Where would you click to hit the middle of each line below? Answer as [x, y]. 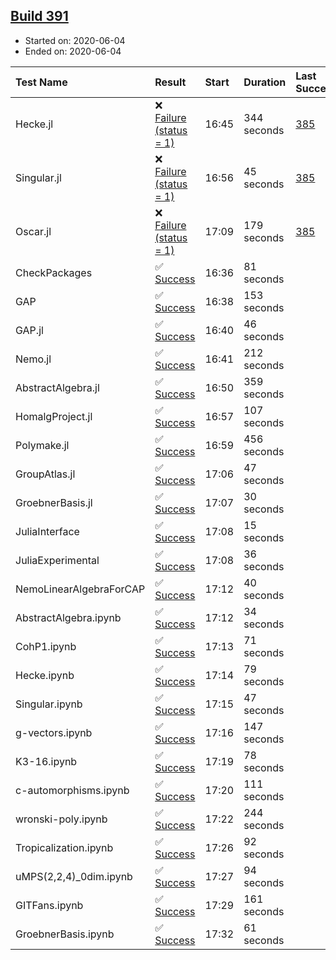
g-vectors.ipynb [54, 732]
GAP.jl [29, 330]
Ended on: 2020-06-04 [73, 51]
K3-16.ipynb [46, 761]
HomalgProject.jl [54, 416]
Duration [265, 82]
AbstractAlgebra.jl [57, 387]
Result [170, 82]
